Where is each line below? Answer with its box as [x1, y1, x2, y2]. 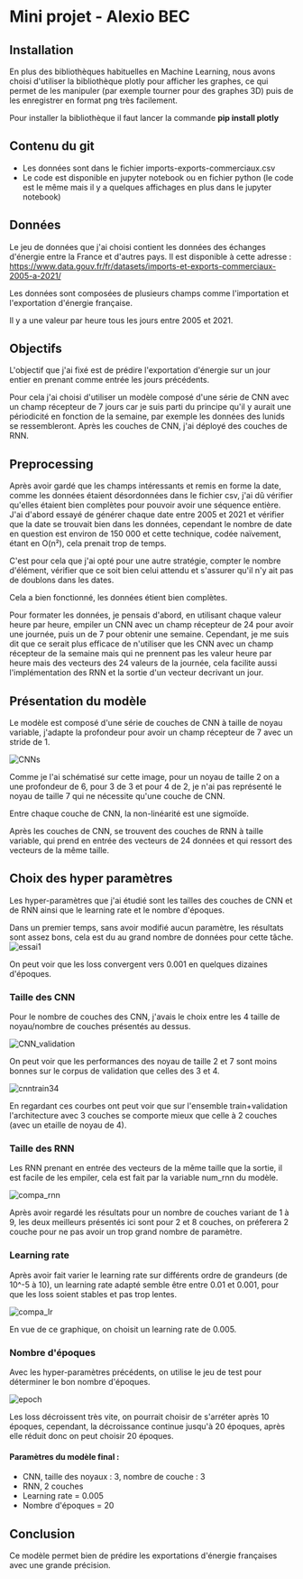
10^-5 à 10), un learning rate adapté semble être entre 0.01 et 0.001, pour [9, 1279, 280, 1290]
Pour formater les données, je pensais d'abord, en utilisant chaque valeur [9, 609, 282, 620]
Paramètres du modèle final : [9, 1451, 120, 1462]
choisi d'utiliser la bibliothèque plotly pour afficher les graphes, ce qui [9, 76, 269, 87]
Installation [9, 42, 74, 58]
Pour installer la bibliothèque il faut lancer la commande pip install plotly [9, 113, 280, 123]
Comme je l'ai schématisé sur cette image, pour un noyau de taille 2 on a [9, 772, 280, 783]
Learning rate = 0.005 [22, 1491, 104, 1501]
